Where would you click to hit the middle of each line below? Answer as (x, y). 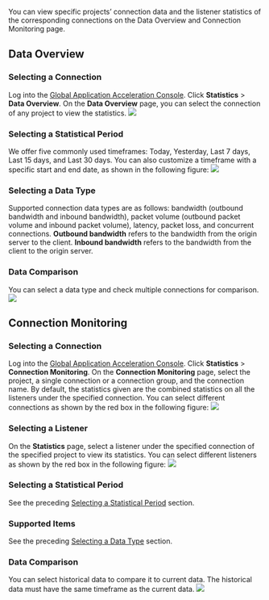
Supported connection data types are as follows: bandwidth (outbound (126, 208)
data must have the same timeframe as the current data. (101, 590)
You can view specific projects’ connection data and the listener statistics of (135, 12)
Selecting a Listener (48, 429)
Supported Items (42, 523)
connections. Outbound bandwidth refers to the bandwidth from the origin (133, 234)
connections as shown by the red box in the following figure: (109, 408)
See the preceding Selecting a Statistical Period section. (101, 502)
